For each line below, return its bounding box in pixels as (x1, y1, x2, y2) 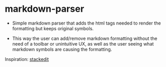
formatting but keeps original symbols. (12, 25, 94, 31)
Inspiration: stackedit (5, 56, 49, 62)
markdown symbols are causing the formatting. (12, 46, 112, 52)
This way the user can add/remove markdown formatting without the (12, 35, 157, 41)
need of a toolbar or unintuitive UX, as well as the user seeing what (12, 40, 154, 47)
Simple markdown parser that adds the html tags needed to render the (12, 20, 161, 26)
